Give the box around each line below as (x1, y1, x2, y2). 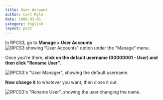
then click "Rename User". (5, 60, 61, 66)
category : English (5, 21, 43, 26)
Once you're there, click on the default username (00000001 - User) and (5, 54, 158, 60)
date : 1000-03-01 (5, 16, 41, 21)
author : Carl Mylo (5, 12, 43, 17)
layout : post (5, 26, 32, 31)
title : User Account (5, 7, 48, 12)
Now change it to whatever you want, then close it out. (5, 79, 118, 85)
